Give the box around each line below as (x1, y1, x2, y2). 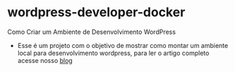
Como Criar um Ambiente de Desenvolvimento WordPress (7, 28, 176, 36)
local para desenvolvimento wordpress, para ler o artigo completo (17, 49, 210, 57)
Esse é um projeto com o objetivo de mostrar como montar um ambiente (17, 41, 229, 49)
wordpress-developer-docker (7, 4, 186, 20)
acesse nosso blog (17, 56, 73, 64)
